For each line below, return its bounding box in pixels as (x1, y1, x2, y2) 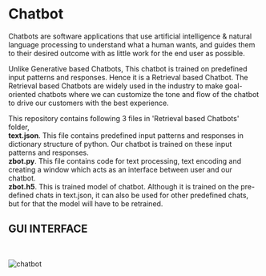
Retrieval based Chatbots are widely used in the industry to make (8, 81, 224, 91)
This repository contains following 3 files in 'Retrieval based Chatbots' (8, 113, 240, 123)
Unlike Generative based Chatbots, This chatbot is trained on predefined (8, 63, 248, 73)
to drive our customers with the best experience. (8, 98, 170, 108)
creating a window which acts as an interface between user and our (8, 164, 232, 174)
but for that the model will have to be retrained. (8, 198, 163, 209)
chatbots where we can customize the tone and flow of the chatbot (37, 89, 260, 99)
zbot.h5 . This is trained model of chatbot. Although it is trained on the (8, 181, 239, 191)
